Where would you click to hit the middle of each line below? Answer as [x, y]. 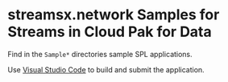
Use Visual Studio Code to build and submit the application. [106, 69]
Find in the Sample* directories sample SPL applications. [100, 54]
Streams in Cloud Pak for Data [110, 32]
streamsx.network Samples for [114, 15]
